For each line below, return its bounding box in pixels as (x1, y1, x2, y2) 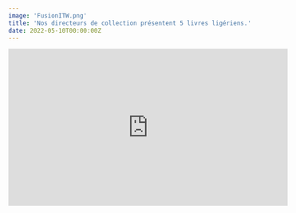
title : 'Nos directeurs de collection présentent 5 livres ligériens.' (8, 19, 251, 27)
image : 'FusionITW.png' (8, 11, 88, 20)
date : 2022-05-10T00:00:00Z (8, 26, 102, 34)
